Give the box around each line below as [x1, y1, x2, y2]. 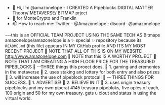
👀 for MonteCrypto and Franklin [12, 15, 77, 21]
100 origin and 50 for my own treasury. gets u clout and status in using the [5, 90, 157, 96]
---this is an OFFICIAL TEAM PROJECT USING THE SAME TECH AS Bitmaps [5, 32, 161, 38]
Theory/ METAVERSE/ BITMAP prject [12, 10, 87, 16]
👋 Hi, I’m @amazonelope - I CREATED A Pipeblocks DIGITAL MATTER [12, 5, 153, 10]
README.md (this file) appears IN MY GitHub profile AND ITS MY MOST [5, 43, 146, 49]
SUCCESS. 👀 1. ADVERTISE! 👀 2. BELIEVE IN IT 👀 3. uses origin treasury [5, 79, 151, 85]
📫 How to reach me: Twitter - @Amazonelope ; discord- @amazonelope [12, 21, 161, 27]
